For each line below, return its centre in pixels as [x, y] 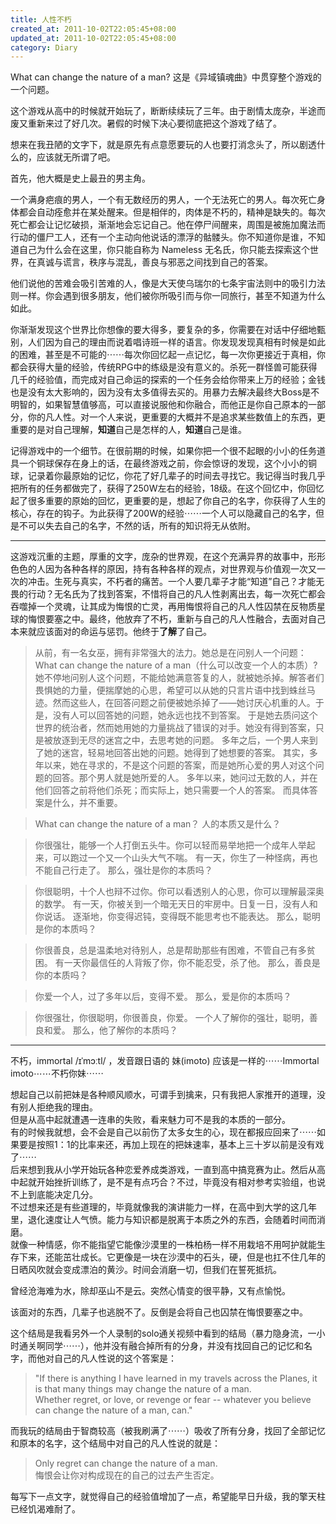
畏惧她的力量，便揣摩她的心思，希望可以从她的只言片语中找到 [162, 690]
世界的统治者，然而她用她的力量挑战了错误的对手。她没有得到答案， [175, 728]
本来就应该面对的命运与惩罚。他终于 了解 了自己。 [111, 632]
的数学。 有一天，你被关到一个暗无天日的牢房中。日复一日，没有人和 [176, 904]
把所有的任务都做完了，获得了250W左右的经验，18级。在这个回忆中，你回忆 [167, 488]
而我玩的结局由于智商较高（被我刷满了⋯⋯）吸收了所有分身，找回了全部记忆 [168, 1431]
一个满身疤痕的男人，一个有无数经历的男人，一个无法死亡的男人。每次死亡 [163, 200]
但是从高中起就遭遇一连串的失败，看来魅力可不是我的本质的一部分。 [150, 1120]
